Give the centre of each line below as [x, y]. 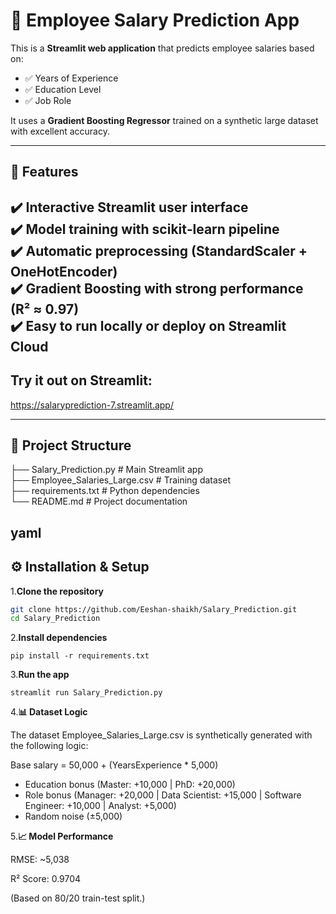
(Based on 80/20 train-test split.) [78, 898]
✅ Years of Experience [71, 78]
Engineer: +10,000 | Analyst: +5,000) [100, 806]
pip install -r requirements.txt [80, 656]
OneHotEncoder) [64, 271]
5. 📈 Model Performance [62, 836]
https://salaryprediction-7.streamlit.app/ [92, 405]
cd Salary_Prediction [55, 619]
